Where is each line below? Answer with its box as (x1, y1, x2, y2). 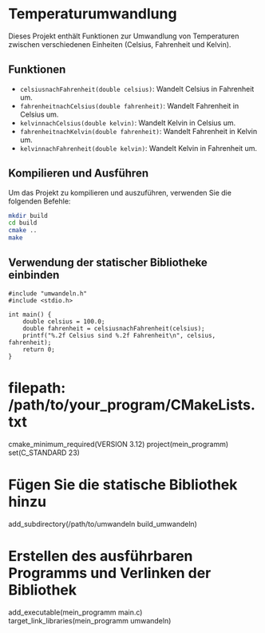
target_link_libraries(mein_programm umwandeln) (8, 615, 172, 625)
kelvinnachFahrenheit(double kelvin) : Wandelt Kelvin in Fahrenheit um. (19, 143, 258, 152)
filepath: (8, 379, 66, 398)
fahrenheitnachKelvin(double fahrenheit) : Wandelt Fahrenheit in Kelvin (19, 126, 258, 136)
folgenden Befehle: (8, 196, 71, 206)
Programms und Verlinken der (8, 564, 212, 582)
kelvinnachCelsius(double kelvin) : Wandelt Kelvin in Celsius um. (19, 117, 236, 128)
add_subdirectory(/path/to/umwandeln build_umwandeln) (8, 519, 198, 528)
